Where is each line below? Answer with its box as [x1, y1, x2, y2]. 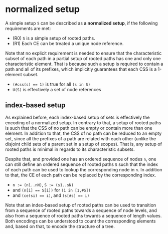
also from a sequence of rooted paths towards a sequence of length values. [5, 212, 162, 218]
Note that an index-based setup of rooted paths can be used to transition [5, 202, 156, 208]
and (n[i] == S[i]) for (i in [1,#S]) [12, 187, 91, 193]
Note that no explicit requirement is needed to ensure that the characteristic [5, 50, 162, 56]
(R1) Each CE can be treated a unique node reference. [12, 40, 124, 46]
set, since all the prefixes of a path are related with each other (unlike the [5, 135, 156, 141]
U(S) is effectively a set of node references [12, 86, 101, 92]
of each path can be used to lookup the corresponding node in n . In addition [5, 166, 162, 172]
